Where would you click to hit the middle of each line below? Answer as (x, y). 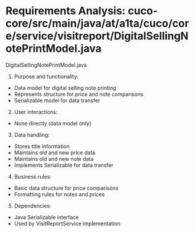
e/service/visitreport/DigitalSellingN (97, 36)
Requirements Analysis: (66, 11)
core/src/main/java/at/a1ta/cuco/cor (97, 23)
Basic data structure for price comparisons (66, 188)
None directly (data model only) (53, 123)
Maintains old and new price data (55, 153)
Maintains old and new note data (54, 158)
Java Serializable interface (46, 217)
